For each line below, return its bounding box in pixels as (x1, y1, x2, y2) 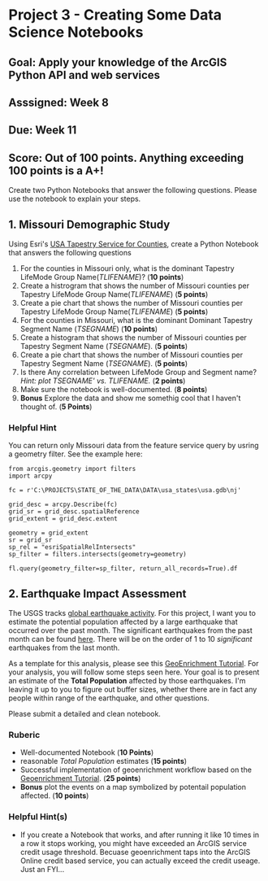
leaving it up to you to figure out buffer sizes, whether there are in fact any (8, 685, 257, 695)
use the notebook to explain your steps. (8, 194, 141, 204)
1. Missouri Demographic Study (8, 217, 171, 231)
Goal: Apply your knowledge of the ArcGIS (8, 55, 227, 69)
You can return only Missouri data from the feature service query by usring (8, 441, 259, 451)
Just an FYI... (19, 864, 65, 874)
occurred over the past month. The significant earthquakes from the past (8, 626, 253, 635)
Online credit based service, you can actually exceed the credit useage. (19, 856, 261, 866)
